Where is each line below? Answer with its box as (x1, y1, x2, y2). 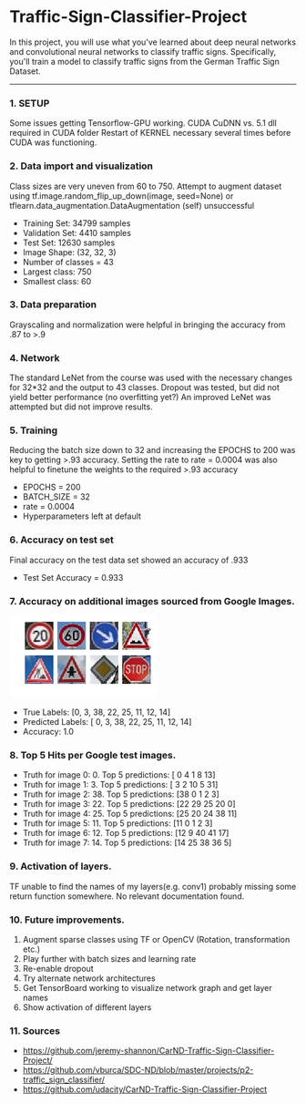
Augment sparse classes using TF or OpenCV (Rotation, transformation (22, 934, 291, 944)
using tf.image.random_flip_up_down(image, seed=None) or (9, 190, 234, 201)
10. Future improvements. (9, 913, 126, 926)
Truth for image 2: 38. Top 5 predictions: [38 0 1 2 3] (22, 789, 220, 800)
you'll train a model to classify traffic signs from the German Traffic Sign (9, 56, 280, 67)
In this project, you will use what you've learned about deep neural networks (9, 36, 297, 47)
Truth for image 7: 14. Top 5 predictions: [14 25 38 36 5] (22, 837, 232, 849)
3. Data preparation (9, 298, 97, 311)
